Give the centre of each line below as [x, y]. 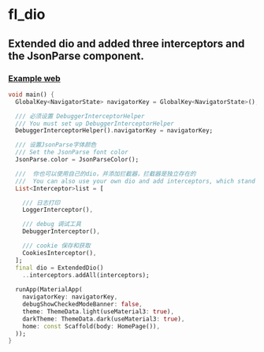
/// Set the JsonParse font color [72, 152]
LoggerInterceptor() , [58, 210]
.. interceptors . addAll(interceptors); [86, 275]
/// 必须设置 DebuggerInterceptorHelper [80, 116]
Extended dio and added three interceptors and [126, 44]
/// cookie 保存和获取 [56, 246]
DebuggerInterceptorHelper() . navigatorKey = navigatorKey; [114, 131]
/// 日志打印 [41, 202]
